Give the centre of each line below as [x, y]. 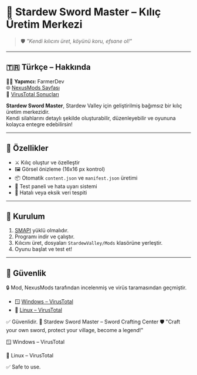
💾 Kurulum [26, 216]
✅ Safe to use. [23, 367]
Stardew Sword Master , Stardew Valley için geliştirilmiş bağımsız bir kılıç [94, 106]
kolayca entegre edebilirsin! [40, 124]
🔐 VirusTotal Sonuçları [33, 94]
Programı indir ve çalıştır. [45, 237]
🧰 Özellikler [27, 148]
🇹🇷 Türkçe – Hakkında [48, 67]
